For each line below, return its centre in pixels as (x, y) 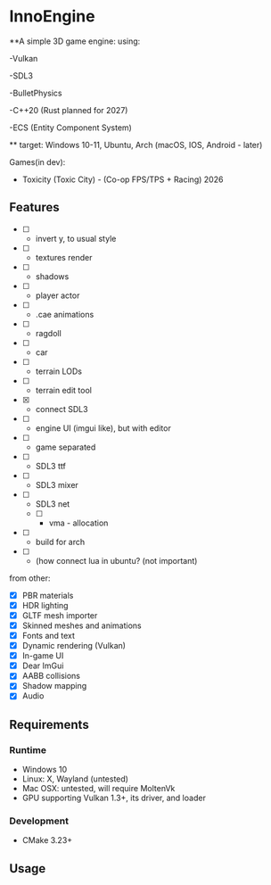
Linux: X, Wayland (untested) (75, 779)
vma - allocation (78, 523)
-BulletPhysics (36, 93)
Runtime (28, 749)
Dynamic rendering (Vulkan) (74, 646)
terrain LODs (59, 371)
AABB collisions (51, 676)
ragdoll (49, 333)
